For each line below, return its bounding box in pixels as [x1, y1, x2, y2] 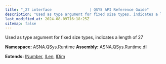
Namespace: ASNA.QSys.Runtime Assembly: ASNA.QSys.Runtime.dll [5, 44, 148, 50]
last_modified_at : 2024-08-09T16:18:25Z [5, 16, 90, 21]
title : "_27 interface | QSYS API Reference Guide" [5, 7, 149, 12]
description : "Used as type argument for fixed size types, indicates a [5, 12, 158, 17]
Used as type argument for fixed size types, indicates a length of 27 [5, 34, 143, 40]
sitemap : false [5, 21, 37, 26]
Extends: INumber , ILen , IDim [5, 54, 65, 60]
